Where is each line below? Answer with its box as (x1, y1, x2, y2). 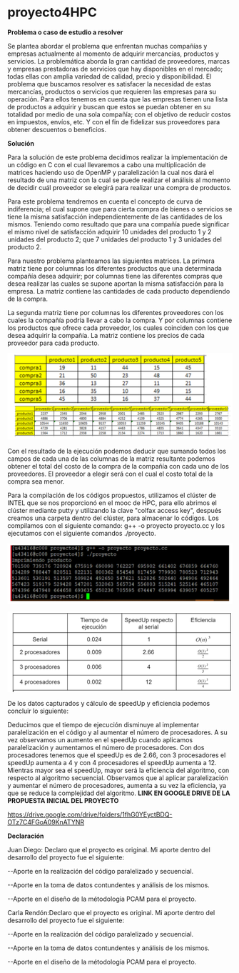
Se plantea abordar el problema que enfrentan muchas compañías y (7, 41, 208, 50)
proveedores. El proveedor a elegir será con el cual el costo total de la (7, 469, 213, 478)
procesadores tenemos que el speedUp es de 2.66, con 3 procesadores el (7, 751, 226, 759)
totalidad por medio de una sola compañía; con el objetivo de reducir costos (7, 110, 231, 119)
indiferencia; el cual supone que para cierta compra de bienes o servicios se (7, 204, 233, 213)
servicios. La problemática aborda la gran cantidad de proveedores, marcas (7, 56, 230, 65)
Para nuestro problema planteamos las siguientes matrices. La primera (7, 256, 215, 265)
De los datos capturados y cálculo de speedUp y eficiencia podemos (7, 699, 210, 708)
